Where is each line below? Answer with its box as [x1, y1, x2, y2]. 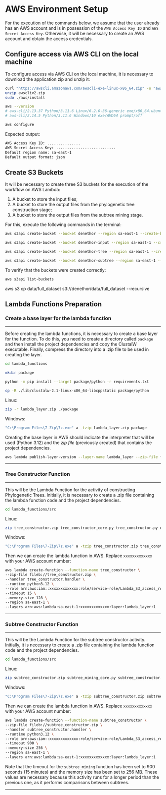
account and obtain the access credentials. [5, 36, 93, 42]
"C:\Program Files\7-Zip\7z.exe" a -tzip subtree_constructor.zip [5, 694, 145, 699]
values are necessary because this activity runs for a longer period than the [5, 774, 159, 780]
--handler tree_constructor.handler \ [5, 577, 85, 582]
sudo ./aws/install [5, 95, 45, 100]
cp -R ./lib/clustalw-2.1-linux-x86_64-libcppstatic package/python [5, 388, 149, 393]
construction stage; [12, 207, 52, 213]
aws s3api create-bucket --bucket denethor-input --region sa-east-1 [5, 240, 152, 245]
